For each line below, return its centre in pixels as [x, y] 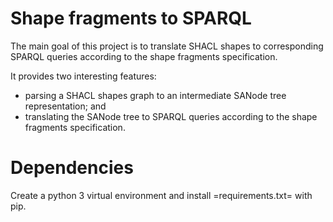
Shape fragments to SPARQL [131, 18]
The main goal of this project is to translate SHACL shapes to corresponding [167, 46]
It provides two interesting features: [83, 76]
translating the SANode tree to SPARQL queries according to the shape [171, 116]
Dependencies [72, 168]
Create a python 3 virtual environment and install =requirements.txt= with [161, 195]
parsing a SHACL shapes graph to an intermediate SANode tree [155, 95]
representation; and [65, 106]
